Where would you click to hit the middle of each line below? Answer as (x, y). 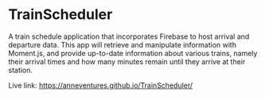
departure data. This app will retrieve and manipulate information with (123, 44)
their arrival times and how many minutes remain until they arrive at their (127, 62)
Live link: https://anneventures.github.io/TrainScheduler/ (101, 85)
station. (21, 70)
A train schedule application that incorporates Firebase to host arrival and (129, 36)
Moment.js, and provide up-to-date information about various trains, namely (133, 53)
